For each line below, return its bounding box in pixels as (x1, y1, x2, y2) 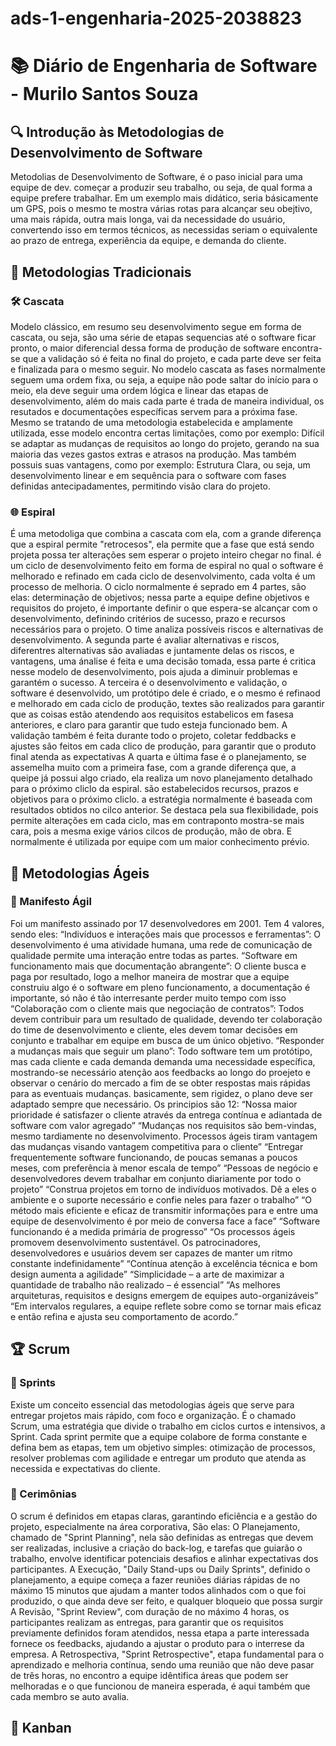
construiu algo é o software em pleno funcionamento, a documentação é (10, 981, 311, 993)
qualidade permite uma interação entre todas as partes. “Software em (10, 949, 298, 961)
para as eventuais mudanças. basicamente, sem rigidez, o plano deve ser (10, 1087, 313, 1099)
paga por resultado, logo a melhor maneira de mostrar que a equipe (10, 970, 290, 982)
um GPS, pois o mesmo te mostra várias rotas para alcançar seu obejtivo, (10, 203, 313, 215)
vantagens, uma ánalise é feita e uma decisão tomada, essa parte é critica (10, 655, 317, 667)
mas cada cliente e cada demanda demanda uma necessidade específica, (10, 1055, 316, 1067)
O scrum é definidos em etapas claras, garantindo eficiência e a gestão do (10, 1510, 318, 1522)
